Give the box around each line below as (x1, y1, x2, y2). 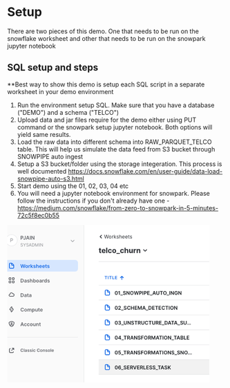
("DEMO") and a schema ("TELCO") (17, 108, 119, 116)
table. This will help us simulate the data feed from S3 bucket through (17, 145, 215, 153)
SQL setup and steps (7, 62, 99, 73)
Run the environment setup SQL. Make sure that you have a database (17, 101, 215, 109)
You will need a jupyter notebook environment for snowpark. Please (17, 189, 211, 197)
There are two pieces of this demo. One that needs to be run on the (7, 27, 199, 35)
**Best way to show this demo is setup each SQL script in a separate (7, 80, 205, 89)
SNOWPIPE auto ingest (17, 152, 84, 160)
